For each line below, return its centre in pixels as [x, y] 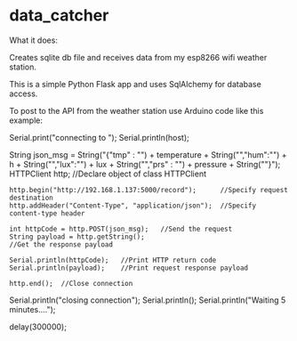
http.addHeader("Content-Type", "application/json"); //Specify [132, 206]
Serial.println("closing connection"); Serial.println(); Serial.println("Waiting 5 [148, 300]
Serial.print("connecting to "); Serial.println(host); [99, 137]
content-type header [48, 213]
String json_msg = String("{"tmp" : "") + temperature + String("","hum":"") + [148, 154]
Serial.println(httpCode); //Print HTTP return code [113, 260]
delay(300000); [38, 327]
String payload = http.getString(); [77, 237]
